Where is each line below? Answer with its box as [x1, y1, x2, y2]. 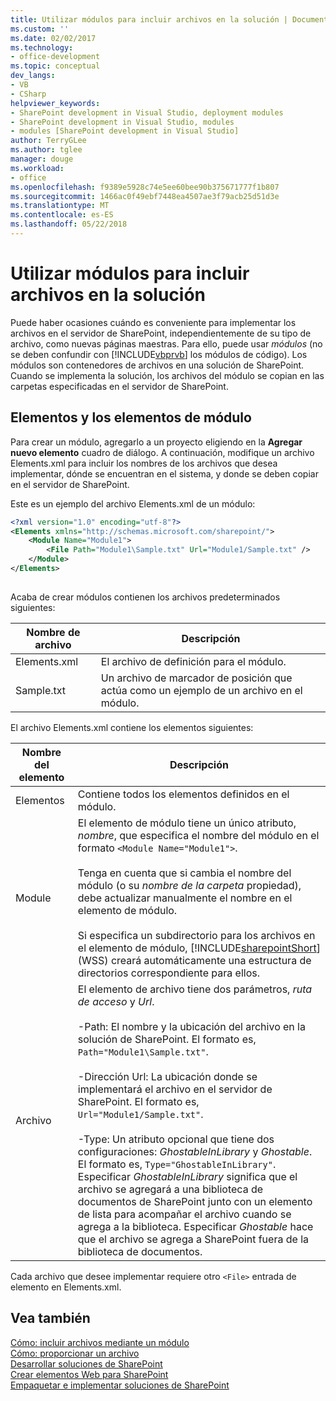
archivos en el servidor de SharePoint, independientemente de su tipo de [10, 327, 312, 339]
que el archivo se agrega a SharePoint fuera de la [77, 1232, 309, 1246]
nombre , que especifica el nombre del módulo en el [77, 828, 320, 842]
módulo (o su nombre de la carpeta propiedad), [77, 878, 302, 892]
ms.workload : [10, 163, 65, 173]
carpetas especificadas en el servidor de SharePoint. [10, 380, 229, 392]
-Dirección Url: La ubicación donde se [77, 1069, 258, 1083]
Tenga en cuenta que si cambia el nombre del [77, 866, 292, 880]
